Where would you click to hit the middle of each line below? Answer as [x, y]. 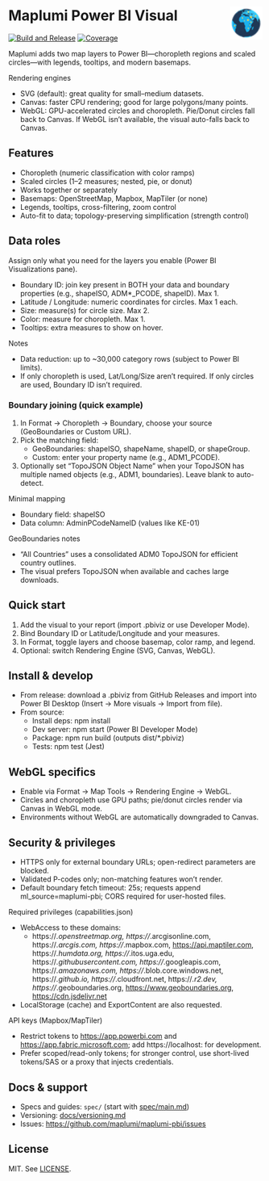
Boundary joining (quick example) [76, 405]
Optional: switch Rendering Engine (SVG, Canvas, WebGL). [118, 650]
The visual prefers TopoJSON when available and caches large [124, 571]
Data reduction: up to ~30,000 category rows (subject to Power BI [130, 358]
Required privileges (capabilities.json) [71, 912]
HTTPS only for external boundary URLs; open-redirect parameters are [138, 862]
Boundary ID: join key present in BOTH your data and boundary [124, 284]
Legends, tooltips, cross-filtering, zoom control [98, 207]
